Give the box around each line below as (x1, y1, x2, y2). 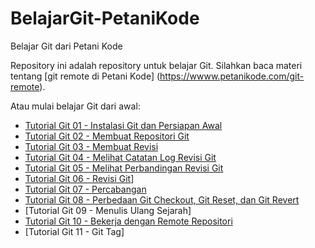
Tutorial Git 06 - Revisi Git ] (24, 172, 135, 184)
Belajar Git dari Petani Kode (10, 40, 123, 52)
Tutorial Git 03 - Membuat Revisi (24, 140, 159, 152)
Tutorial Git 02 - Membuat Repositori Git (24, 130, 190, 142)
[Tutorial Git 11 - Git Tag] (24, 225, 125, 237)
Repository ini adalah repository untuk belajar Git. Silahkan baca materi (10, 59, 303, 71)
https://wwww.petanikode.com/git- (159, 70, 305, 82)
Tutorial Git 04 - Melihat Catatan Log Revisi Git (24, 151, 217, 163)
